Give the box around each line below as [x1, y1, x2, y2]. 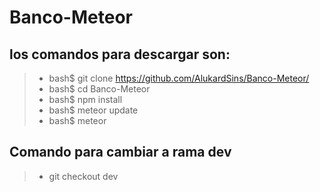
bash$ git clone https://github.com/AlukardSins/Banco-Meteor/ [48, 72, 310, 84]
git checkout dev [48, 170, 119, 182]
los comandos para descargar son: [9, 46, 231, 63]
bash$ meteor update [48, 104, 139, 116]
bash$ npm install [48, 94, 123, 105]
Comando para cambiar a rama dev [9, 144, 232, 161]
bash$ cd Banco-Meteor [48, 83, 151, 95]
